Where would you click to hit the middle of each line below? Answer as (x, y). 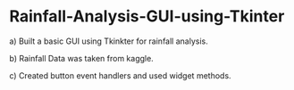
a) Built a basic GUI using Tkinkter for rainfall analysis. (109, 41)
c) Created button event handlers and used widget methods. (120, 75)
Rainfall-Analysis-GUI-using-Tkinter (147, 16)
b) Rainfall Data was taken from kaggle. (81, 58)
